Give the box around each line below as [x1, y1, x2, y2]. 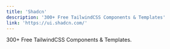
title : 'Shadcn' [6, 8, 47, 15]
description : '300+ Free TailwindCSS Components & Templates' [6, 14, 166, 20]
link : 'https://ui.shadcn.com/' [6, 20, 87, 26]
